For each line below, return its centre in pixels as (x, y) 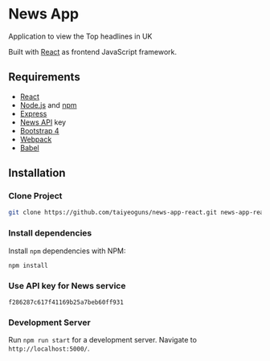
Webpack (36, 139)
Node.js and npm (48, 105)
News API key (43, 122)
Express (33, 113)
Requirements (44, 77)
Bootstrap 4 (39, 130)
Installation (37, 173)
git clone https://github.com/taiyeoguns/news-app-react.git (113, 213)
